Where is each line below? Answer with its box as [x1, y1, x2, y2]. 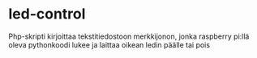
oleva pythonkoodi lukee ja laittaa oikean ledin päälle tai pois [8, 39, 211, 49]
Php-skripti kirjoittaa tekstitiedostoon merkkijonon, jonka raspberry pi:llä [8, 31, 250, 41]
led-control [8, 5, 86, 23]
